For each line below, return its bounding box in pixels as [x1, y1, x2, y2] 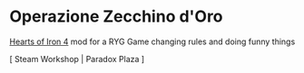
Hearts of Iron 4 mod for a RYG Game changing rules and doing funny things [9, 36, 296, 47]
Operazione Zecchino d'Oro [9, 6, 223, 27]
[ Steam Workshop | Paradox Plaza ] [9, 53, 145, 64]
